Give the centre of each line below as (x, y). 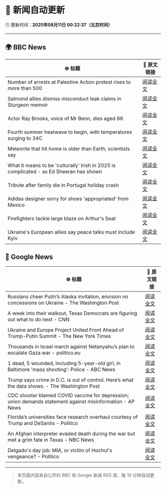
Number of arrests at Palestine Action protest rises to (69, 82)
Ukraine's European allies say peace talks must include (71, 232)
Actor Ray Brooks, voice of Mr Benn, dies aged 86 (65, 118)
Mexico (16, 204)
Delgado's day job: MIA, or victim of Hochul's (60, 450)
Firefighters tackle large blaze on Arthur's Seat (62, 218)
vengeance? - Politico (33, 456)
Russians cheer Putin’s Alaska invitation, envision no (68, 296)
